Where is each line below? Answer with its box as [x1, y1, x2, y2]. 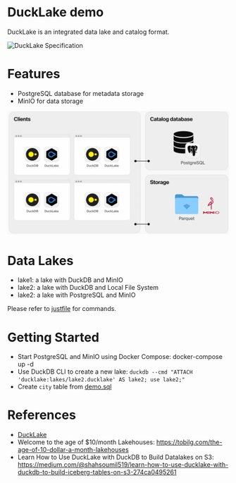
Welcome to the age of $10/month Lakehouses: [17, 438, 155, 446]
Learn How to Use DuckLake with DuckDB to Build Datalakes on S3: [17, 453, 214, 462]
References [7, 407, 76, 423]
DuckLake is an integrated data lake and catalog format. [7, 27, 170, 36]
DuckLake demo [7, 4, 104, 20]
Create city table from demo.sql [17, 382, 112, 391]
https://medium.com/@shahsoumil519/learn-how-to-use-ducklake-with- [17, 460, 229, 469]
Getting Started [7, 329, 100, 346]
